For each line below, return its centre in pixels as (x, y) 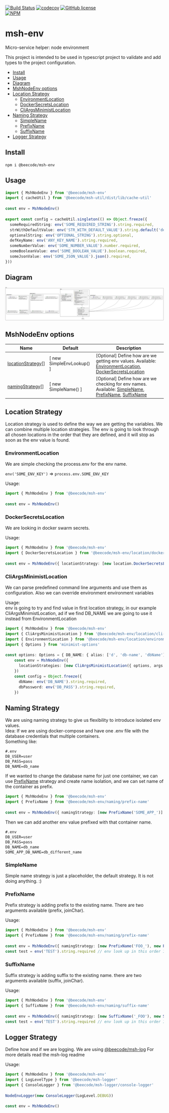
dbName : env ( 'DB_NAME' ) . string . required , (63, 682)
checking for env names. (121, 384)
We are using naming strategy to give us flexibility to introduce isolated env (83, 720)
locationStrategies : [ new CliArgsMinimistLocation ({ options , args (91, 666)
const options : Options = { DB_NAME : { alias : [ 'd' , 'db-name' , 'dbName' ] (85, 655)
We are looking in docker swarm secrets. (48, 528)
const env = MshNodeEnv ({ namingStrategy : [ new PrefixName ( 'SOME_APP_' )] (84, 812)
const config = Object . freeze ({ (48, 676)
